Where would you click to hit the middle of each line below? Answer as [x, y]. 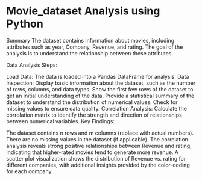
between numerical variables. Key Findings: [60, 121]
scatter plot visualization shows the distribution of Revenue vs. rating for [96, 158]
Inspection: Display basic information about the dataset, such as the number [101, 83]
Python [25, 24]
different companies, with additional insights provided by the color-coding [98, 165]
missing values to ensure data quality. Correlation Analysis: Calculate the [96, 108]
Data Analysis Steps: [32, 65]
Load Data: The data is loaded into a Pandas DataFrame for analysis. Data [98, 76]
